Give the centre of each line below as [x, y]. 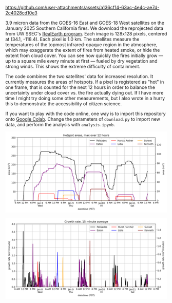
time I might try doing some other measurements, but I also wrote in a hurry [85, 98]
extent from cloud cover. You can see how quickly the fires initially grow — [84, 55]
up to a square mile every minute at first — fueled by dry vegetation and [81, 61]
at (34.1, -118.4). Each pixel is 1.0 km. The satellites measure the [72, 39]
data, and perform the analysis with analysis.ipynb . [60, 125]
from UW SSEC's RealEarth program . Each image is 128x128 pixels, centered [86, 34]
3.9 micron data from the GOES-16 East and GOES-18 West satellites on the [85, 23]
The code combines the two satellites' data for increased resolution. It [79, 76]
